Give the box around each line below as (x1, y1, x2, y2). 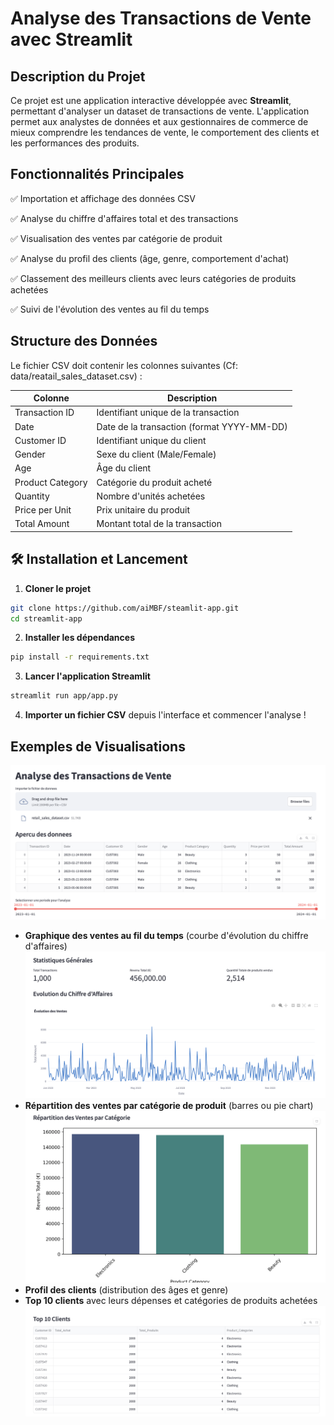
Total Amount (14, 518, 70, 530)
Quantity (14, 490, 50, 502)
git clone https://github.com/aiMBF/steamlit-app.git (10, 603, 240, 613)
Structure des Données (10, 333, 158, 350)
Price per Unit (14, 504, 72, 516)
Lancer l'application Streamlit (24, 670, 151, 682)
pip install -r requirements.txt (10, 652, 150, 662)
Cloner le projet (24, 582, 92, 594)
